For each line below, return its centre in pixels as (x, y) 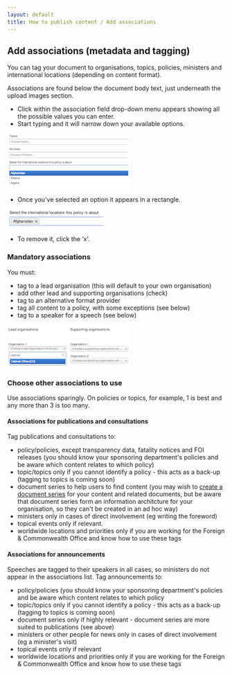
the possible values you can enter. (66, 116)
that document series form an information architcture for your (105, 502)
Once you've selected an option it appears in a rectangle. (99, 200)
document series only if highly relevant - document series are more (113, 620)
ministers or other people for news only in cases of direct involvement (117, 635)
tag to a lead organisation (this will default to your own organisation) (114, 286)
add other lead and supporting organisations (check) (92, 293)
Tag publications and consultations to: (62, 437)
